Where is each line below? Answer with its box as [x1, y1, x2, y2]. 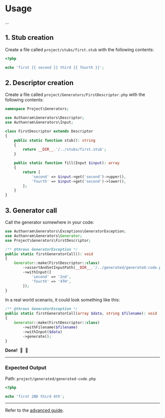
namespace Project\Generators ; [5, 106, 69, 111]
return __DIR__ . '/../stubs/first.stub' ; [23, 147, 107, 152]
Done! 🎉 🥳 [5, 348, 28, 354]
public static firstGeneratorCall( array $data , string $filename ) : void [5, 311, 157, 316]
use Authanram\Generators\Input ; [5, 120, 74, 125]
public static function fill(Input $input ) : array [14, 161, 120, 165]
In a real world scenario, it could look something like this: [5, 297, 120, 303]
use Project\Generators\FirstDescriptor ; [5, 238, 91, 243]
